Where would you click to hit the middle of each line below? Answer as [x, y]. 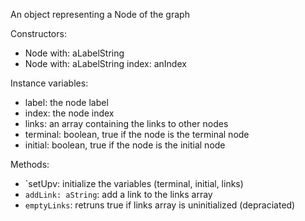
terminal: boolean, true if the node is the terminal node [137, 134]
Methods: [30, 164]
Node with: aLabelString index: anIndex [105, 63]
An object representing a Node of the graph [100, 14]
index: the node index [69, 113]
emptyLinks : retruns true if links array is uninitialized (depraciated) [160, 205]
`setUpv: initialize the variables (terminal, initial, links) [134, 183]
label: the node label [66, 102]
